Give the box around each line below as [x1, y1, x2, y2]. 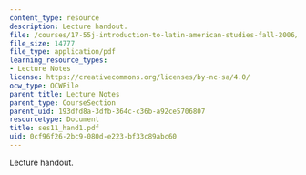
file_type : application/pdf [9, 47, 117, 57]
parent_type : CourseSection [9, 98, 117, 108]
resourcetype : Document [9, 115, 100, 124]
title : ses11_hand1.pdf [9, 124, 100, 133]
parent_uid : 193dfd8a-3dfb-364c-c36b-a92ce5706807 [9, 107, 206, 116]
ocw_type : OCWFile [9, 81, 79, 90]
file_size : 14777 [9, 38, 76, 48]
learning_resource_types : [9, 56, 107, 65]
